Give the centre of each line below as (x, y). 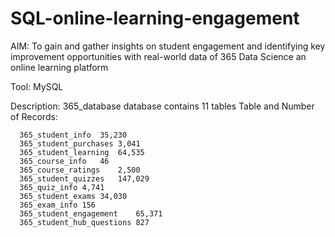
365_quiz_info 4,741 (62, 187)
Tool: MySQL (37, 86)
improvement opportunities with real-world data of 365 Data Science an (158, 56)
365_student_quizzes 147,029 (84, 178)
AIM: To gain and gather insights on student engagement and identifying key (168, 46)
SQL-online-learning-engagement (155, 18)
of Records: (34, 116)
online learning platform (59, 67)
